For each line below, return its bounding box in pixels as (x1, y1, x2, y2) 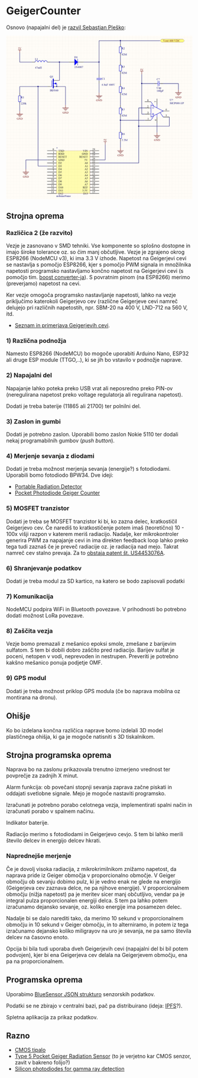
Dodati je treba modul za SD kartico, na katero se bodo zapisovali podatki (6, 577, 185, 585)
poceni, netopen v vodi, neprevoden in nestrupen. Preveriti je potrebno (6, 653, 178, 660)
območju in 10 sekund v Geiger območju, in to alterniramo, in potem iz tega (6, 921, 189, 928)
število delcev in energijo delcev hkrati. (6, 837, 102, 844)
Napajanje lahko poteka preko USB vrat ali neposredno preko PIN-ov (6, 384, 173, 392)
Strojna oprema (6, 211, 64, 221)
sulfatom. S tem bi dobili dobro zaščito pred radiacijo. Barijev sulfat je (6, 646, 175, 653)
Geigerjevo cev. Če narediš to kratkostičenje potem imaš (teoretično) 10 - (6, 524, 184, 531)
